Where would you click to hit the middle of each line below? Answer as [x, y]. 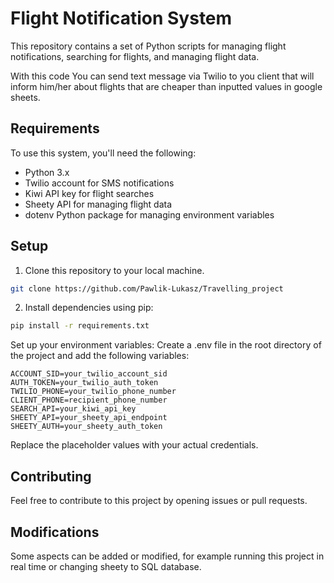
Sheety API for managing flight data [98, 204]
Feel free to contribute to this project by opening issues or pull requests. [159, 501]
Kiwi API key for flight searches [89, 193]
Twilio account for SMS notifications [99, 183]
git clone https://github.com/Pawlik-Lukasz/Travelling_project [147, 288]
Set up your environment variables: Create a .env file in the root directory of [166, 345]
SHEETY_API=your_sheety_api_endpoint [89, 418]
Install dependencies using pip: [89, 308]
